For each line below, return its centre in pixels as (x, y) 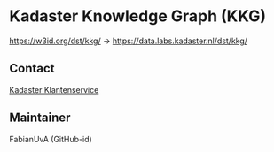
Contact (32, 68)
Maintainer (40, 118)
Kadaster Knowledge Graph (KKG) (138, 16)
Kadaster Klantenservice (54, 89)
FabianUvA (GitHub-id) (51, 139)
